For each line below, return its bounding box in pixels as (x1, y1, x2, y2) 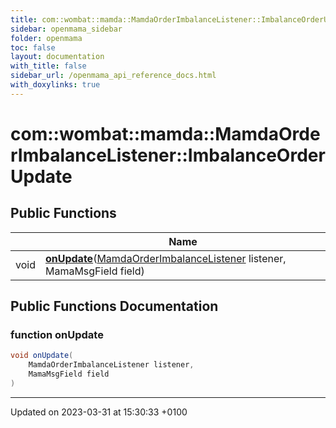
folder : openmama (10, 33, 83, 43)
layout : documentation (10, 52, 105, 62)
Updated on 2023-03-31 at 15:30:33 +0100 (10, 406, 188, 418)
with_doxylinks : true (10, 80, 101, 90)
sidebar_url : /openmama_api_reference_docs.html (10, 71, 217, 81)
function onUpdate (10, 328, 104, 342)
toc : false (10, 42, 56, 53)
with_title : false (10, 61, 87, 71)
